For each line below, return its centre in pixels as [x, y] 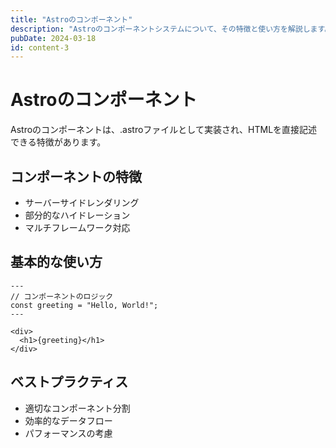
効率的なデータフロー [68, 420]
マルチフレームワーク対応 [77, 227]
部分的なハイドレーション [77, 215]
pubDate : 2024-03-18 [53, 38]
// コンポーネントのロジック [62, 296]
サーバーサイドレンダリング [82, 202]
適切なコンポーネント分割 [77, 408]
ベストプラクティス [69, 382]
